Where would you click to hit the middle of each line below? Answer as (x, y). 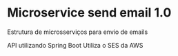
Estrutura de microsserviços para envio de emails (78, 32)
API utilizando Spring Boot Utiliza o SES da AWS (75, 45)
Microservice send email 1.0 (89, 13)
